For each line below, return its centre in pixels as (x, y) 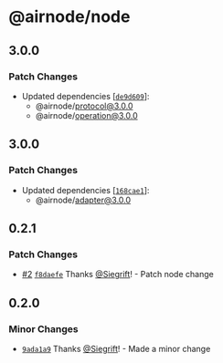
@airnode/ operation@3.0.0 (86, 115)
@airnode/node (69, 17)
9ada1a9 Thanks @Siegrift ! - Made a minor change (116, 348)
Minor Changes (43, 328)
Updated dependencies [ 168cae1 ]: (85, 190)
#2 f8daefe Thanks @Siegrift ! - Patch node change (117, 275)
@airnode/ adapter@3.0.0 (83, 200)
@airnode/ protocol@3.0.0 (84, 106)
